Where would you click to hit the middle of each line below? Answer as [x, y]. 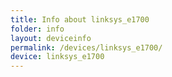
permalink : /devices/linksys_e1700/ [86, 47]
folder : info [37, 29]
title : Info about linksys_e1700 [80, 19]
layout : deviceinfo [51, 38]
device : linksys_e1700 [57, 57]
